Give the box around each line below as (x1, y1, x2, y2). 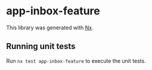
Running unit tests (6, 41, 76, 51)
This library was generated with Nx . (6, 24, 94, 31)
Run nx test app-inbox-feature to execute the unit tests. (6, 57, 146, 64)
